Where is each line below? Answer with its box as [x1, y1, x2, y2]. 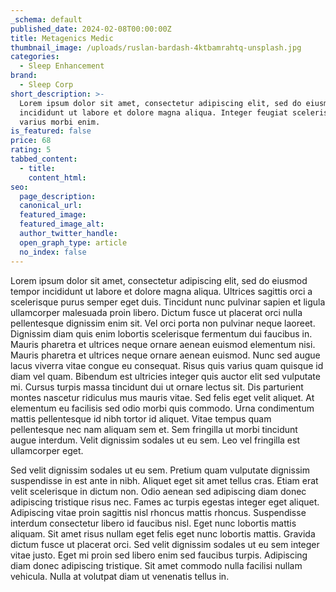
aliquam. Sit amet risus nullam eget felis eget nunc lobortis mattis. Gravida [10, 527, 316, 540]
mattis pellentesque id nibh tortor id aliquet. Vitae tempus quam [10, 412, 272, 425]
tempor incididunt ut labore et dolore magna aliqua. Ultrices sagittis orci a [10, 285, 313, 297]
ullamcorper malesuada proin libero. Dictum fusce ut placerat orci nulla [10, 306, 303, 318]
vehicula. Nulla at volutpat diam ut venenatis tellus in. [10, 570, 230, 582]
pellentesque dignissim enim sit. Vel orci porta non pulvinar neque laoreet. [10, 317, 316, 329]
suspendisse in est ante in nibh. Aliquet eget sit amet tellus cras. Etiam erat [10, 474, 319, 486]
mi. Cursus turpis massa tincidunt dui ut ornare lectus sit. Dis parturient [10, 381, 304, 393]
